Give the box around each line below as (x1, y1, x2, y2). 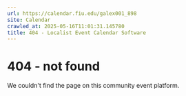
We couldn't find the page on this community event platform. (7, 82, 180, 90)
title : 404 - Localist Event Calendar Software (7, 29, 147, 36)
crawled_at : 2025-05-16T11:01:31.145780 (7, 23, 125, 29)
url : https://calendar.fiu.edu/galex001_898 (7, 10, 137, 17)
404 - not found (7, 59, 100, 74)
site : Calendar (7, 16, 51, 23)
